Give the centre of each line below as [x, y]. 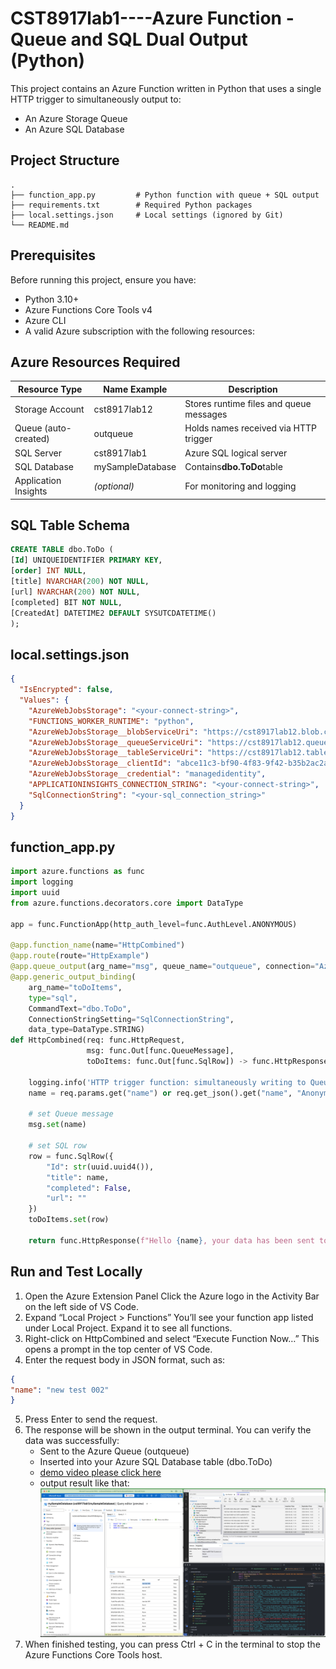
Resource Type [50, 389]
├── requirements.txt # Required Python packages [131, 205]
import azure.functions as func [77, 872]
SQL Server [38, 453]
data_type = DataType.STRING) [86, 1030]
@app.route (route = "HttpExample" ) [80, 956]
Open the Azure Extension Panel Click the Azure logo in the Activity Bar [172, 1296]
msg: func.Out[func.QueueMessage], [160, 1051]
